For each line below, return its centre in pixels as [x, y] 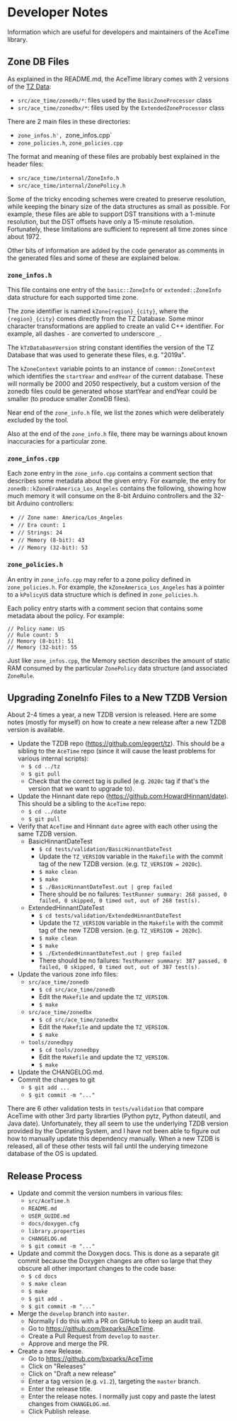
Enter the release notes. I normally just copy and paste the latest [122, 1396]
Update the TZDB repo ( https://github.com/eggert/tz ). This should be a [121, 743]
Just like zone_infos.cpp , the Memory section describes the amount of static [119, 661]
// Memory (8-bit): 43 [51, 540]
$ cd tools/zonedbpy [69, 1050]
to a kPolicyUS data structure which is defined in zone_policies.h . [103, 594]
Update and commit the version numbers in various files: [100, 1193]
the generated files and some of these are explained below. [94, 258]
